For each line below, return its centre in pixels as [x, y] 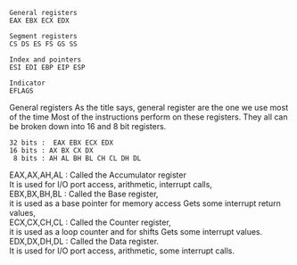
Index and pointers [45, 60]
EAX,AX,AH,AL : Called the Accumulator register [98, 175]
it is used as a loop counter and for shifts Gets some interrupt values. [136, 232]
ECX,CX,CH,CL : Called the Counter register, [90, 222]
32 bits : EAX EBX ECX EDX [62, 143]
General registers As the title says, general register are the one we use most [148, 108]
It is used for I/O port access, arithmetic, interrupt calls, [111, 184]
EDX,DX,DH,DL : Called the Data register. [84, 241]
